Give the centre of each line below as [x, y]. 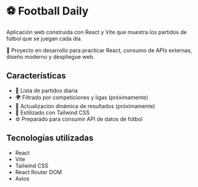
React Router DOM [39, 172]
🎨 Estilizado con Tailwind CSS [52, 112]
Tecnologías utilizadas [50, 138]
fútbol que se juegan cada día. [44, 38]
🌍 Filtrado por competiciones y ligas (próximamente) [82, 97]
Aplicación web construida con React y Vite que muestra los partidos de [97, 32]
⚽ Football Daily [47, 11]
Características [36, 76]
